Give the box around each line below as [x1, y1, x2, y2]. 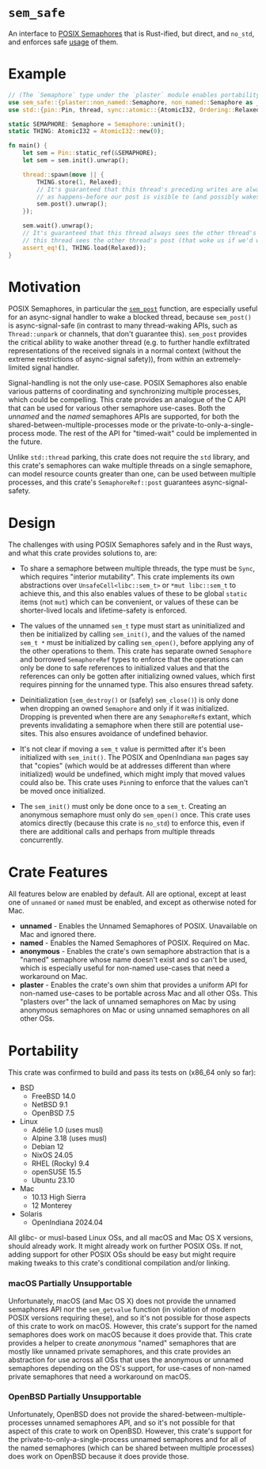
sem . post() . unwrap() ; [36, 200, 108, 208]
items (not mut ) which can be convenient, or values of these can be [19, 598, 239, 607]
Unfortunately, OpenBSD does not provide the [8, 1409, 158, 1418]
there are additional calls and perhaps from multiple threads [19, 827, 215, 837]
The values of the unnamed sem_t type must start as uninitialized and [19, 621, 245, 631]
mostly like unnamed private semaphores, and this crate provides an [8, 1346, 231, 1356]
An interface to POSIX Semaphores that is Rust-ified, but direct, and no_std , [8, 28, 255, 38]
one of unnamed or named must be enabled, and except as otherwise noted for [8, 898, 257, 907]
